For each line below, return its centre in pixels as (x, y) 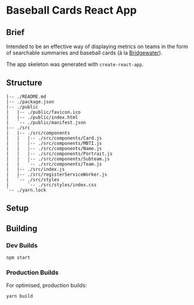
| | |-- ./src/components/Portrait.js (59, 154)
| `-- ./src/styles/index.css (51, 185)
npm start (18, 258)
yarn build (20, 296)
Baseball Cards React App (71, 10)
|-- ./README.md (26, 96)
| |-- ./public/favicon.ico (44, 112)
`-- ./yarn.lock (26, 190)
